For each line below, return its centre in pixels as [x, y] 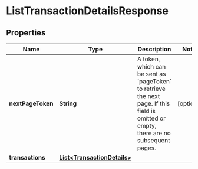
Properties [26, 33]
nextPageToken [32, 103]
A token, [148, 59]
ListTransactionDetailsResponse [88, 11]
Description [154, 49]
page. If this [154, 103]
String [68, 103]
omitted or [151, 118]
